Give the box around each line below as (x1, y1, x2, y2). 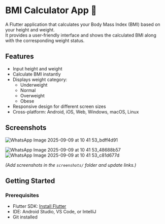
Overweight (20, 92, 45, 98)
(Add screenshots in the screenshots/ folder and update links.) (5, 162, 137, 168)
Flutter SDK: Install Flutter (12, 203, 67, 209)
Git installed (12, 214, 38, 220)
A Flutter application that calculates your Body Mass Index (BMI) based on (5, 21, 161, 27)
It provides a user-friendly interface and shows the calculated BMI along (5, 32, 156, 38)
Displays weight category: (12, 76, 68, 83)
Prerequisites (5, 192, 39, 199)
